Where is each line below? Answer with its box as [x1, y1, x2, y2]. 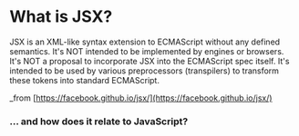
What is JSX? [9, 6, 113, 27]
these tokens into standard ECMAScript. [9, 74, 160, 85]
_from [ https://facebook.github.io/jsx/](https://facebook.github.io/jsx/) [9, 92, 273, 103]
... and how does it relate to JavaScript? [9, 115, 189, 128]
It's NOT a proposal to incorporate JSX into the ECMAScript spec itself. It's [9, 55, 290, 66]
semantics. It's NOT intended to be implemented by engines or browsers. [9, 45, 284, 56]
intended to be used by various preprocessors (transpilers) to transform [9, 65, 280, 76]
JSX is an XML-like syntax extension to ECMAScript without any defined [9, 36, 281, 47]
